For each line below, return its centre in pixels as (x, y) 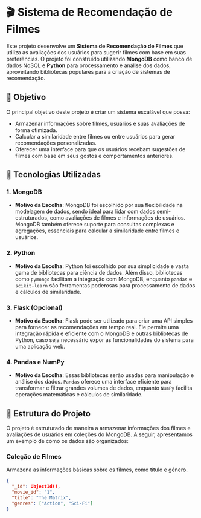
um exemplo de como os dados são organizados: (67, 441)
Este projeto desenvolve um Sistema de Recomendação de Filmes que (95, 46)
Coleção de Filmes (34, 457)
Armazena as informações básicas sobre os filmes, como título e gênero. (97, 470)
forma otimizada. (36, 130)
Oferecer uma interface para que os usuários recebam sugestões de (100, 149)
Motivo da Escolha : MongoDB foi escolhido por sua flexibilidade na (99, 205)
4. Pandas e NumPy (35, 362)
